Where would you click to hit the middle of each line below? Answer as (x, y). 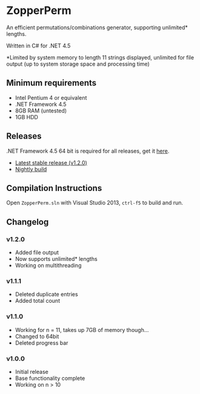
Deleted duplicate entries (46, 294)
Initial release (32, 372)
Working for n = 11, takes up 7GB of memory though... (82, 330)
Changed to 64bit (37, 336)
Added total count (38, 301)
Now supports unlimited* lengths (56, 259)
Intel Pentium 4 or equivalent (51, 97)
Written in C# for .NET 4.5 (38, 46)
